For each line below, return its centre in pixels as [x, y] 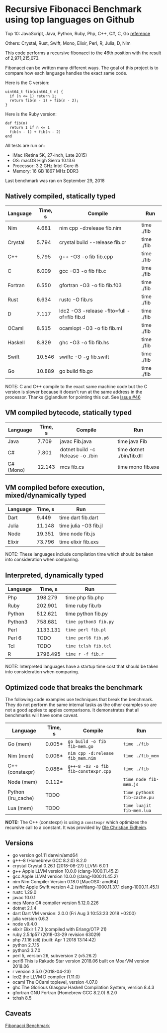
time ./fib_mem [141, 756]
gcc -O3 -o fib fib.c [83, 271]
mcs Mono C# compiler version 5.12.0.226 [55, 903]
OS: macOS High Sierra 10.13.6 [44, 160]
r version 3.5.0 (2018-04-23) [42, 971]
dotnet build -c [78, 449]
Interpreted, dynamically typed [54, 575]
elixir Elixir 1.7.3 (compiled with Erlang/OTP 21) [59, 929]
